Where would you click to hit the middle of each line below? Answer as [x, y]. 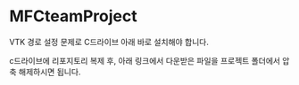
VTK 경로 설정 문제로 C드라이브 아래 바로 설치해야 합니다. [109, 42]
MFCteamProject [74, 16]
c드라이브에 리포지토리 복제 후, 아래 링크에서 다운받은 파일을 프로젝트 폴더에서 [145, 60]
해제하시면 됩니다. [50, 72]
